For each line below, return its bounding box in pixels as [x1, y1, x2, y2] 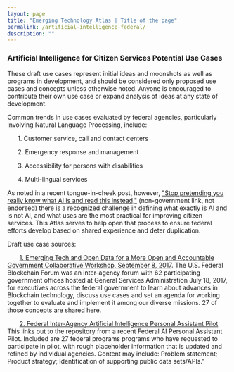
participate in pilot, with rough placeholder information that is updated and [7, 342, 223, 350]
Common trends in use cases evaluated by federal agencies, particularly [7, 113, 217, 121]
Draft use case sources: [7, 240, 77, 248]
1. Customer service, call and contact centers [17, 134, 149, 142]
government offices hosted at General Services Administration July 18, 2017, [7, 275, 228, 284]
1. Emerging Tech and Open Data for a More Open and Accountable [19, 253, 214, 261]
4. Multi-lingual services [17, 175, 88, 183]
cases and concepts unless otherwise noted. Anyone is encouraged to [7, 84, 212, 92]
